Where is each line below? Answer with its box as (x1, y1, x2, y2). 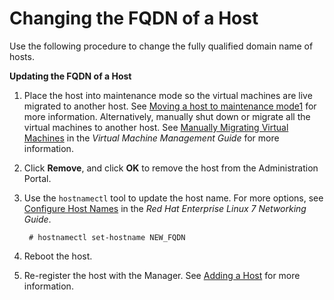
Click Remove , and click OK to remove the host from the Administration (23, 162, 319, 174)
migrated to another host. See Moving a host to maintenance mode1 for (23, 100, 317, 112)
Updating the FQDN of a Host (9, 70, 132, 82)
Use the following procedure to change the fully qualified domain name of (9, 40, 314, 52)
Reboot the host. (23, 250, 93, 262)
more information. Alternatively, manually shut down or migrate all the (23, 110, 311, 122)
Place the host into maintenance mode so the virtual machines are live (23, 89, 313, 101)
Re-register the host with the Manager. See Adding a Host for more (23, 269, 301, 281)
